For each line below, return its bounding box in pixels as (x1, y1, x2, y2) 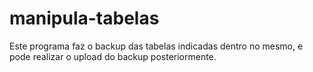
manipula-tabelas (9, 7, 160, 30)
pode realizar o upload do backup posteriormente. (9, 50, 217, 62)
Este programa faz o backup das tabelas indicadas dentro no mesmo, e (9, 40, 304, 52)
